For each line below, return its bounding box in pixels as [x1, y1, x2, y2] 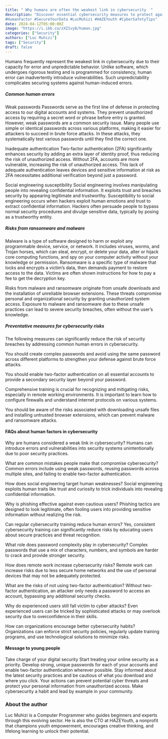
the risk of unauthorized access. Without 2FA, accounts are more [5, 156, 139, 162]
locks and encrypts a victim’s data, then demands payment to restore [5, 264, 147, 271]
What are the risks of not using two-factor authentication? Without [5, 582, 142, 588]
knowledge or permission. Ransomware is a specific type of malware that [5, 259, 156, 265]
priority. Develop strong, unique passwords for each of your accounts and [5, 661, 157, 667]
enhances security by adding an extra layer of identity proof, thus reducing [5, 151, 159, 157]
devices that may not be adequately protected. [5, 573, 101, 579]
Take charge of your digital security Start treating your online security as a [5, 656, 158, 662]
